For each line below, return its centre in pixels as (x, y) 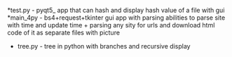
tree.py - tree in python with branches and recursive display (104, 46)
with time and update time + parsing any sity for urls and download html (111, 25)
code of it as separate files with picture (64, 32)
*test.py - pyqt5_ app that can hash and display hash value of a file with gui (116, 10)
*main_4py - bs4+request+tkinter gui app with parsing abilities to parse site (116, 18)
